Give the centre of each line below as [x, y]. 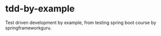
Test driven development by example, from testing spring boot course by [81, 22]
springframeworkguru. [28, 27]
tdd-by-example [40, 9]
